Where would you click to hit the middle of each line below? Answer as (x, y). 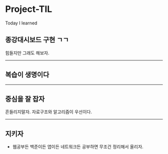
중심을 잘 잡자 (25, 99)
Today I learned (21, 23)
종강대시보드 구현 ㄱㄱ (37, 40)
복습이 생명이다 (27, 75)
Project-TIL (29, 9)
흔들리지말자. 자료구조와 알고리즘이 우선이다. (49, 112)
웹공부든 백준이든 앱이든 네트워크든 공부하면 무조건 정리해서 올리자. (78, 147)
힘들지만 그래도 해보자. (27, 53)
